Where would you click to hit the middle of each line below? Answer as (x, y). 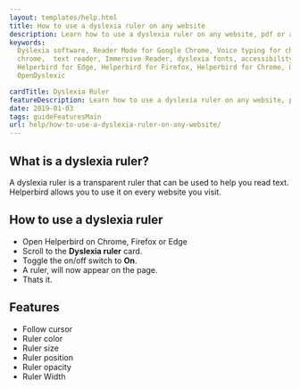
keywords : (28, 42)
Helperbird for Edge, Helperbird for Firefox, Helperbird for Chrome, (151, 68)
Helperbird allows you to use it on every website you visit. (115, 192)
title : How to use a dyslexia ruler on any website (107, 26)
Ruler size (41, 348)
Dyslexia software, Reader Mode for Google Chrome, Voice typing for (149, 51)
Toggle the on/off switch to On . (79, 261)
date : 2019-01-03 (42, 108)
